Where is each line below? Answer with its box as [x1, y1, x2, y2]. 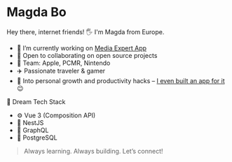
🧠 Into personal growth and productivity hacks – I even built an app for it [16, 76, 225, 84]
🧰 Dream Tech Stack [6, 97, 66, 105]
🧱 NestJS [16, 118, 44, 126]
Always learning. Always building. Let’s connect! [23, 147, 163, 155]
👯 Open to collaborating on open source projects [16, 51, 158, 59]
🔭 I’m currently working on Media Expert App [16, 43, 147, 52]
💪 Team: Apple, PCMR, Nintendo [16, 59, 111, 67]
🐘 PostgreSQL [16, 133, 57, 142]
